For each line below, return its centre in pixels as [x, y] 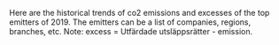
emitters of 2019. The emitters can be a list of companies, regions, [130, 22]
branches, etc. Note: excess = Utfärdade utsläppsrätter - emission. [131, 31]
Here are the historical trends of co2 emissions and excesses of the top [139, 13]
